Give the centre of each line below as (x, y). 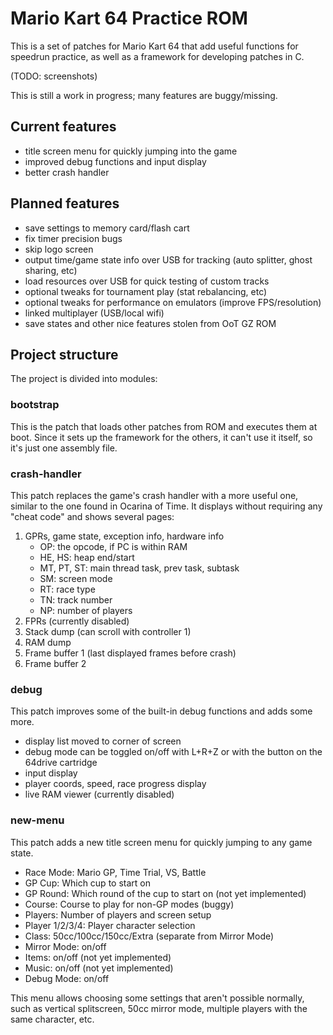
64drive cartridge (61, 763)
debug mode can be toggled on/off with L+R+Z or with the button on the (173, 752)
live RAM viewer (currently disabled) (99, 794)
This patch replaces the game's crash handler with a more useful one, (154, 495)
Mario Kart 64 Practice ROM (129, 18)
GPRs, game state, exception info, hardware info (124, 536)
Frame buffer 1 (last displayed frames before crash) (130, 653)
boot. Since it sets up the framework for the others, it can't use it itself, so (161, 437)
